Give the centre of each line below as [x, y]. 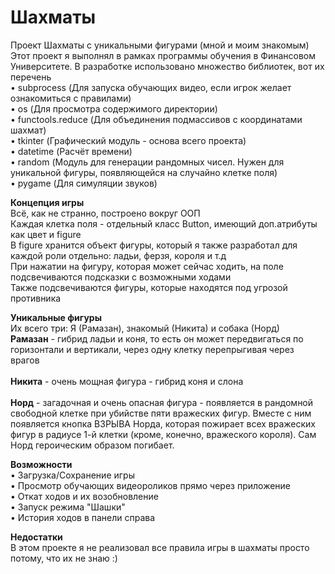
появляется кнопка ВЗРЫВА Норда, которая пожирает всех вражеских [163, 423]
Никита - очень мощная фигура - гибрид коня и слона [127, 381]
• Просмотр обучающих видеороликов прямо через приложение [151, 485]
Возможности [41, 464]
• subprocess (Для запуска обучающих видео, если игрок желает [151, 87]
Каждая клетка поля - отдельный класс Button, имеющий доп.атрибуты [164, 223]
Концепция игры [47, 202]
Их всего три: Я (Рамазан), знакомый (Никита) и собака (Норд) [145, 328]
